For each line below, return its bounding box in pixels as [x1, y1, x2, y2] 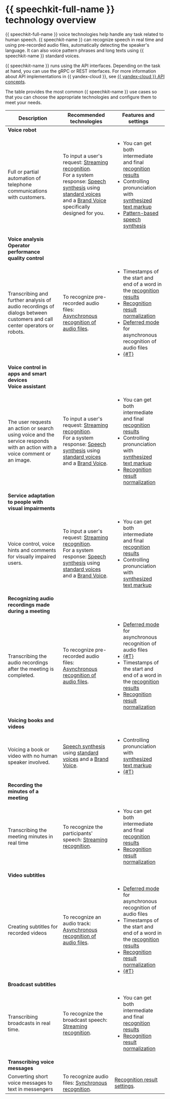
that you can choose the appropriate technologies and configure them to [5, 94, 157, 100]
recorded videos [8, 929, 47, 936]
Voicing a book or [8, 746, 50, 753]
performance [8, 248, 40, 255]
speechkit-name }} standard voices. [5, 52, 80, 59]
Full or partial [8, 168, 39, 175]
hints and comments [8, 546, 57, 554]
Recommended [67, 111, 105, 118]
